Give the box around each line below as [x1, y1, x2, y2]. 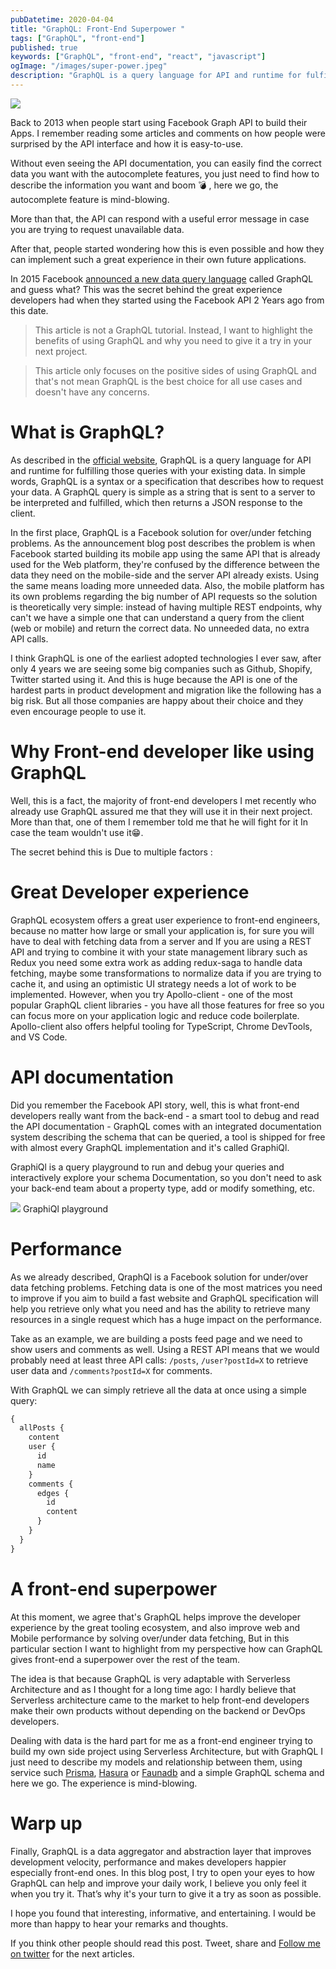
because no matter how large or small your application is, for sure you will [10, 924, 315, 936]
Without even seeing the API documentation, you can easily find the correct [10, 157, 322, 169]
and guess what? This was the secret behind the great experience [10, 283, 283, 295]
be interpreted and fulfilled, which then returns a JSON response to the [10, 496, 303, 508]
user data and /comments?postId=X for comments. [10, 1364, 213, 1376]
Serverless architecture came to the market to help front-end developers [10, 1694, 310, 1706]
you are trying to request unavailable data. [10, 223, 185, 235]
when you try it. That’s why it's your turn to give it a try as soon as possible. [10, 1887, 322, 1900]
